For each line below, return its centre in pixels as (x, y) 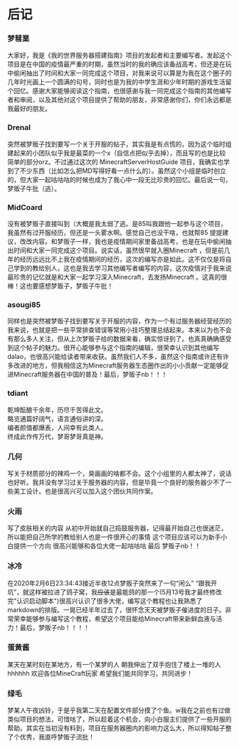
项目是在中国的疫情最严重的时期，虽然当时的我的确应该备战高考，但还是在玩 (119, 64)
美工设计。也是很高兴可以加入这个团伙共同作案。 (85, 491)
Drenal (19, 127)
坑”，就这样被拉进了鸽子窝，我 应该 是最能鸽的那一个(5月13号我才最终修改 (115, 592)
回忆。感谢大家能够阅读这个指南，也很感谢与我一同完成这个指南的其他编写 (122, 91)
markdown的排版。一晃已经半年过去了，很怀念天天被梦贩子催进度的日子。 (116, 609)
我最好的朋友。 (29, 109)
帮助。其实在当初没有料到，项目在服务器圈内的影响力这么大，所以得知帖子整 (119, 728)
